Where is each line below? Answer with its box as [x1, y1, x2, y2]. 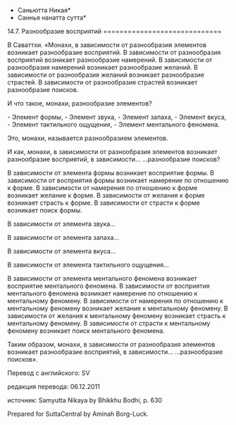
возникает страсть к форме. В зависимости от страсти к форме [7, 198, 201, 207]
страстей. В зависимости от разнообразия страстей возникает [7, 78, 198, 87]
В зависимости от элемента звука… [7, 220, 116, 228]
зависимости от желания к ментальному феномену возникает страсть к [7, 312, 226, 319]
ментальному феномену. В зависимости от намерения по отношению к [7, 297, 224, 305]
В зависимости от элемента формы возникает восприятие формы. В [7, 169, 215, 177]
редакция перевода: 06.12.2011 [7, 383, 100, 391]
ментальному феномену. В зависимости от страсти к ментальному [7, 319, 211, 327]
